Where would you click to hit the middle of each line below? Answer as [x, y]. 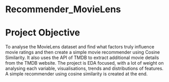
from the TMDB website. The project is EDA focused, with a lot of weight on [84, 63]
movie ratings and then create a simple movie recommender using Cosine [83, 52]
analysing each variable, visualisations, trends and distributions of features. [84, 69]
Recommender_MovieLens [63, 9]
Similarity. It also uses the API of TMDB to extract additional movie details [82, 58]
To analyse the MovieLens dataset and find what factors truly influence [80, 47]
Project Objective [43, 33]
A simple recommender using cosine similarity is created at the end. [77, 74]
